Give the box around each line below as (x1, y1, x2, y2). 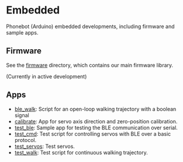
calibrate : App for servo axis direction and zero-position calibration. (14, 118, 178, 125)
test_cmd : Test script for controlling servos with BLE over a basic (14, 130, 171, 137)
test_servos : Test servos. (14, 143, 75, 150)
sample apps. (6, 29, 39, 36)
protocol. (14, 136, 37, 143)
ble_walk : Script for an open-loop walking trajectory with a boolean (14, 105, 177, 112)
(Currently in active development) (6, 73, 87, 80)
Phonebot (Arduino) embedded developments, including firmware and (6, 23, 175, 30)
